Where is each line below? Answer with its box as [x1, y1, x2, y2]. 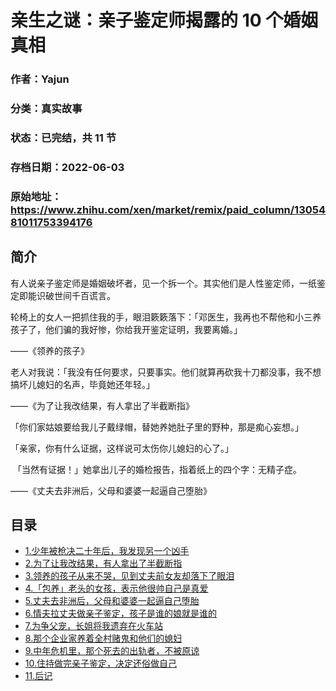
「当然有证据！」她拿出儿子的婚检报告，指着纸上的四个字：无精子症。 [12, 463, 302, 475]
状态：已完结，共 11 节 [10, 131, 117, 145]
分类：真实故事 [10, 102, 83, 116]
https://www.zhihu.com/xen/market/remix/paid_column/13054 [10, 202, 327, 216]
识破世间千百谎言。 [36, 289, 116, 301]
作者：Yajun [10, 72, 70, 86]
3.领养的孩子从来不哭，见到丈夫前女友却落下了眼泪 [24, 570, 235, 582]
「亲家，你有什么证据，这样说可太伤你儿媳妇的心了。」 [10, 442, 234, 454]
